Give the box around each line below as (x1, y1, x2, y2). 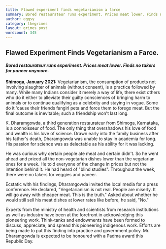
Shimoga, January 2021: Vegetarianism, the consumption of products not (5, 79, 156, 85)
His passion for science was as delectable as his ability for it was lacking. (5, 141, 155, 147)
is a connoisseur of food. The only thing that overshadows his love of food (5, 125, 157, 131)
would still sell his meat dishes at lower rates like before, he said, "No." (5, 197, 149, 203)
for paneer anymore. (5, 67, 49, 73)
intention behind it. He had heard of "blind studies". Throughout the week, (5, 166, 156, 172)
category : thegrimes (5, 21, 48, 26)
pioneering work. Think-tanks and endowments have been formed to (5, 217, 145, 223)
